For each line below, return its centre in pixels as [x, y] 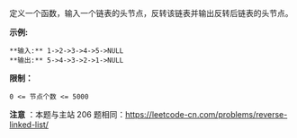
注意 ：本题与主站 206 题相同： [67, 114]
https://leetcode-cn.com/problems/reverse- [206, 114]
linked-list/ [29, 125]
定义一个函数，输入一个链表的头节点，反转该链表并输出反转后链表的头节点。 [151, 13]
